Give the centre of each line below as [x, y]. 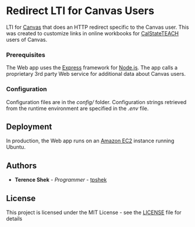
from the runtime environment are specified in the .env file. [77, 108]
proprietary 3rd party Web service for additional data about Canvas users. [96, 74]
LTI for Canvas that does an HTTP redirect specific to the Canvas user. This [98, 27]
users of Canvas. [27, 39]
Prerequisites [26, 55]
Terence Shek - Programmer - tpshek [61, 180]
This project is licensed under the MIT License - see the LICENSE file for [94, 212]
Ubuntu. [16, 147]
